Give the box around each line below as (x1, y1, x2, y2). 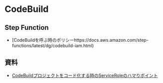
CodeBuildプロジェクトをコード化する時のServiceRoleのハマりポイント (11, 72, 158, 78)
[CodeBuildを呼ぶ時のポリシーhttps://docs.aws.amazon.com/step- (11, 37, 149, 43)
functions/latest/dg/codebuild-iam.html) (11, 43, 94, 48)
